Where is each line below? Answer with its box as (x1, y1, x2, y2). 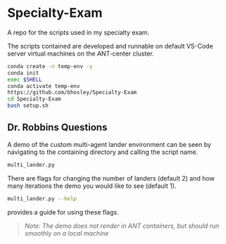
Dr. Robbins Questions (7, 122, 108, 134)
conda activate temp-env (7, 82, 80, 89)
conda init (7, 69, 39, 77)
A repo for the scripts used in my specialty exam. (7, 28, 150, 37)
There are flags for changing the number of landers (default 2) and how (7, 174, 215, 182)
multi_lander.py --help (7, 195, 77, 202)
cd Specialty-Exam (7, 96, 61, 103)
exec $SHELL (7, 76, 42, 83)
